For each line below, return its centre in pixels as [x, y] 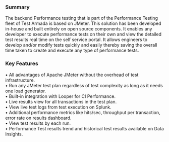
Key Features [22, 63]
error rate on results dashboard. [38, 118]
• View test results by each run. [38, 123]
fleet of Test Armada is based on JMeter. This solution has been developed [83, 23]
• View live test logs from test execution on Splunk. [59, 107]
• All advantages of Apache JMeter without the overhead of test [72, 75]
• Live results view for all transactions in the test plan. [61, 101]
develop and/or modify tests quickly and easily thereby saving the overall [81, 45]
